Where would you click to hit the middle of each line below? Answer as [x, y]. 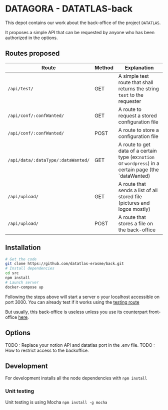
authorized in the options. [31, 38]
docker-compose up [24, 287]
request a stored [138, 115]
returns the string [138, 88]
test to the [131, 95]
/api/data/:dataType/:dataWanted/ [49, 160]
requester [130, 101]
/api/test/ [20, 89]
